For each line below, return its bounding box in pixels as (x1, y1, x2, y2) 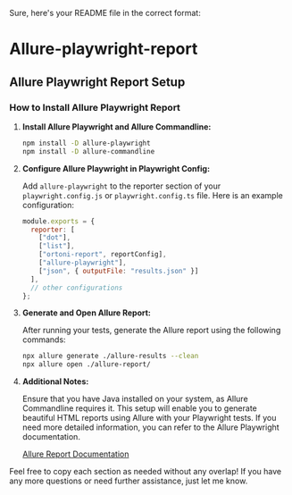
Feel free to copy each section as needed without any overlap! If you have (9, 466, 282, 477)
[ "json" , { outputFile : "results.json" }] (38, 266, 199, 275)
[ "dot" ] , (38, 233, 71, 242)
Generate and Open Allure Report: (21, 307, 152, 318)
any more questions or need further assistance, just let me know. (9, 475, 248, 486)
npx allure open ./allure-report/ (21, 360, 151, 369)
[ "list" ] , (38, 241, 75, 251)
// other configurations (30, 283, 123, 292)
